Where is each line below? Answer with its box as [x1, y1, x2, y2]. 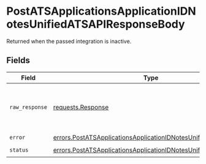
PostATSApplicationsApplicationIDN [6, 4, 196, 18]
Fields [6, 55, 31, 65]
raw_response [9, 103, 48, 111]
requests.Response [53, 103, 109, 111]
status [9, 147, 29, 154]
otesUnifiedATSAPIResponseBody [6, 17, 185, 31]
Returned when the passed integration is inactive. [6, 37, 132, 45]
